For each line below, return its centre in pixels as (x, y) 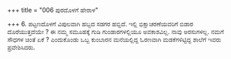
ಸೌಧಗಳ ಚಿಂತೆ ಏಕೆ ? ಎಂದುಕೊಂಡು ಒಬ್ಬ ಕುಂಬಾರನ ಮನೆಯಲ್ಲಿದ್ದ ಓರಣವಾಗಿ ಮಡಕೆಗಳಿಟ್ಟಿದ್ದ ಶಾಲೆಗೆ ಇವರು (114, 40)
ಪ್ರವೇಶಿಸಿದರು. (21, 47)
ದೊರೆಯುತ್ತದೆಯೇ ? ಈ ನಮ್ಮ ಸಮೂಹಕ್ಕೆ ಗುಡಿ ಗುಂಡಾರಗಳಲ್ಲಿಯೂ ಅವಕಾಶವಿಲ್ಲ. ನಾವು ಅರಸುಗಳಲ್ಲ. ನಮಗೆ (115, 32)
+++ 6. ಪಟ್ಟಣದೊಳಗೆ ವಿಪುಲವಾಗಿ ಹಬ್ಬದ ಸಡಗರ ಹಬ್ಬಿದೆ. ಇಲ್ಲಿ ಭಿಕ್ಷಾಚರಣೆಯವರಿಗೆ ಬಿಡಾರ (100, 24)
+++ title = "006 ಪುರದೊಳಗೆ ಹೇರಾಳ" (53, 10)
